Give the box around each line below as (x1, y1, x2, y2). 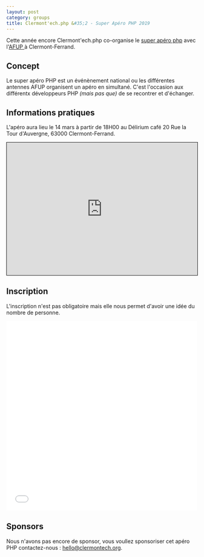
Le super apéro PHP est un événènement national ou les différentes (6, 77, 175, 84)
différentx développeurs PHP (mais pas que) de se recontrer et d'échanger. (6, 90, 195, 97)
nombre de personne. (6, 309, 61, 316)
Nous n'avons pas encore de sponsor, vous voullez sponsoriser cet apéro (6, 538, 190, 545)
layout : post (6, 8, 39, 15)
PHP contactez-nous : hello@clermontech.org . (6, 544, 123, 551)
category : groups (6, 15, 50, 21)
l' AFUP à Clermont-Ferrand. (6, 43, 76, 50)
